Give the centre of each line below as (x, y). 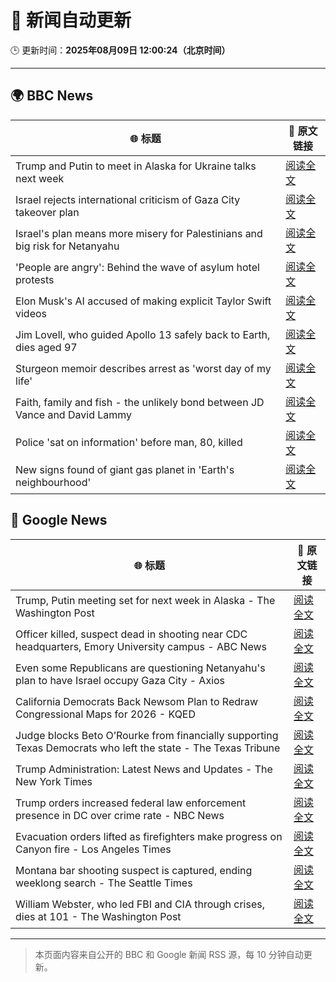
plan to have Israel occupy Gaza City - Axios (120, 680)
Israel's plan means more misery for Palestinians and (139, 233)
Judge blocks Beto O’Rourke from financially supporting (147, 735)
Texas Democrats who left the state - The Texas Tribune (148, 748)
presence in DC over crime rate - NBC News (120, 815)
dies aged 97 (46, 347)
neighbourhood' (53, 482)
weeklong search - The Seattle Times (104, 883)
